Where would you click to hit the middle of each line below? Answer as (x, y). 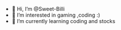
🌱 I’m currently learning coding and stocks (63, 21)
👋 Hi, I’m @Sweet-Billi (38, 9)
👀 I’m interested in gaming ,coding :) (56, 15)
